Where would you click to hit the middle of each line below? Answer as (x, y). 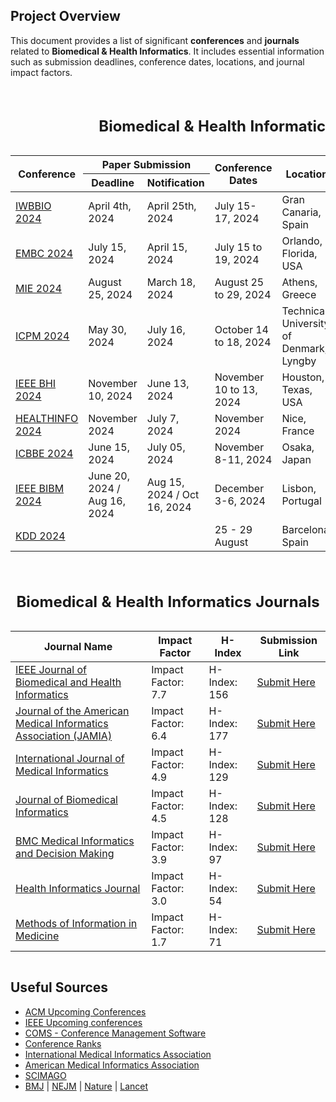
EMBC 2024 (44, 254)
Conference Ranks (63, 1043)
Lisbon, (299, 489)
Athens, (299, 282)
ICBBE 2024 (44, 454)
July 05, (166, 447)
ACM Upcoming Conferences (85, 1011)
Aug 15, (165, 482)
